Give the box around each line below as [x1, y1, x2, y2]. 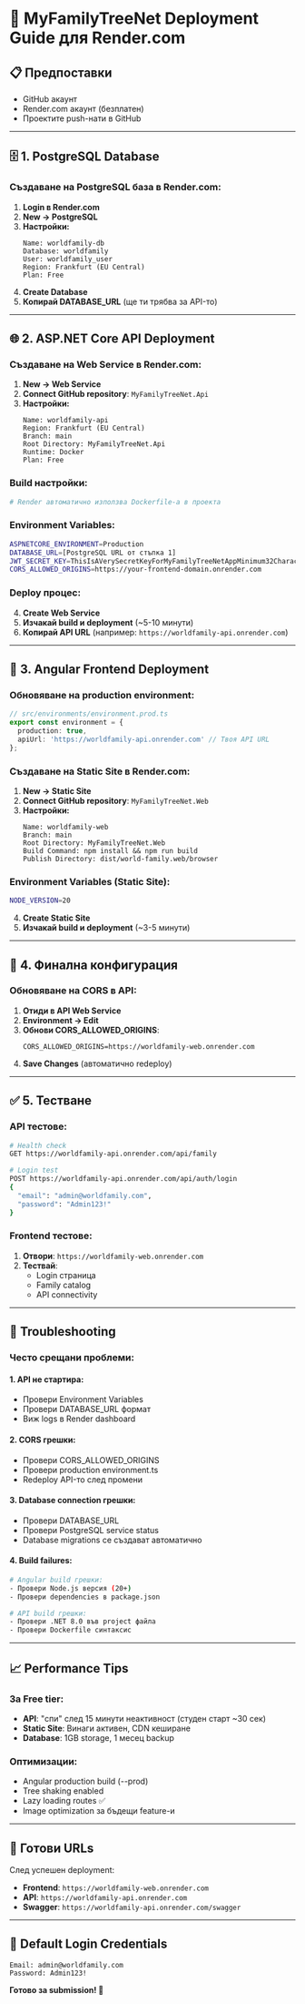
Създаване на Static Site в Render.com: [9, 765, 191, 778]
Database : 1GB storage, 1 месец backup [22, 1732, 175, 1743]
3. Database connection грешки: [9, 1495, 136, 1506]
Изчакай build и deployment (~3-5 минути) [22, 922, 191, 933]
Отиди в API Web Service [22, 1005, 122, 1016]
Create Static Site [22, 912, 91, 923]
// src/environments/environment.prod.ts [9, 709, 169, 718]
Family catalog [35, 1279, 92, 1290]
